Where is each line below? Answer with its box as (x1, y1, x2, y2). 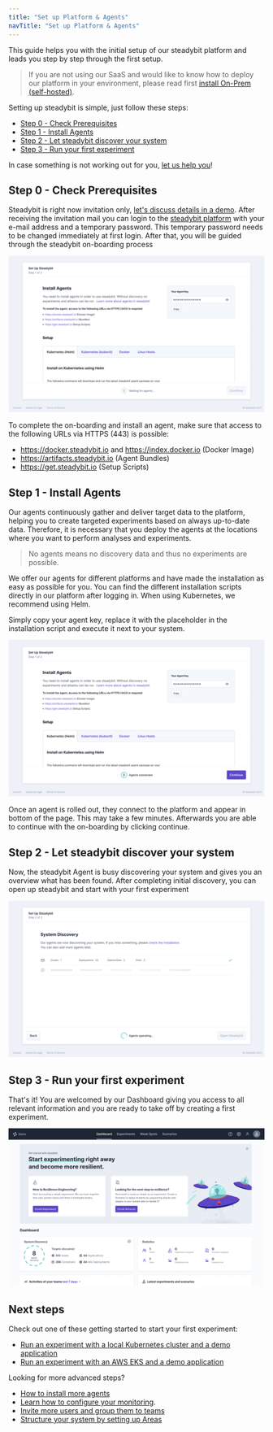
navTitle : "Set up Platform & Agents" (8, 21, 140, 30)
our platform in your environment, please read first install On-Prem (28, 78, 252, 88)
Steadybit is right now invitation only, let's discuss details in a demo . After (8, 205, 255, 215)
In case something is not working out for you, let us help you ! (8, 159, 213, 170)
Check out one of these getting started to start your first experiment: (8, 1324, 238, 1334)
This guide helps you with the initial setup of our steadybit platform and (8, 45, 247, 54)
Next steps (8, 1303, 65, 1317)
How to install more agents (19, 1389, 110, 1399)
